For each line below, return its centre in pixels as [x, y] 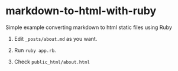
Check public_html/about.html [52, 62]
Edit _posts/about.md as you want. [56, 38]
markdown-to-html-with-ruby [81, 11]
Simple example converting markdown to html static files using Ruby [89, 27]
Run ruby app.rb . [35, 50]
